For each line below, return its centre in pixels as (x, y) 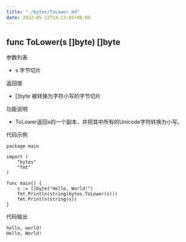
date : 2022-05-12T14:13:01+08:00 (48, 18)
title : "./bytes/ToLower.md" (43, 12)
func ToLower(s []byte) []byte (63, 42)
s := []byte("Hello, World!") (55, 189)
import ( (17, 157)
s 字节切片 (28, 70)
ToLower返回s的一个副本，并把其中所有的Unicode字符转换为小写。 (99, 122)
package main (23, 146)
